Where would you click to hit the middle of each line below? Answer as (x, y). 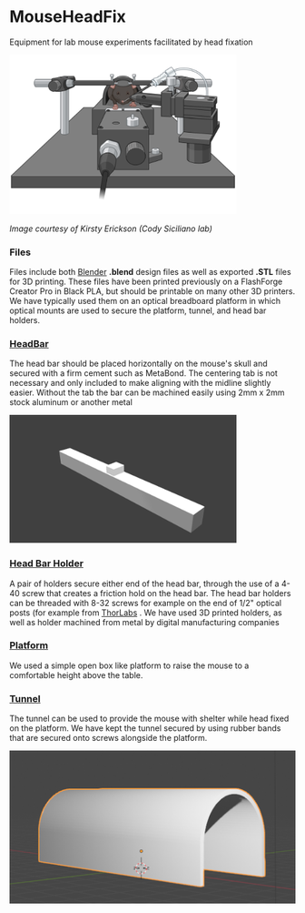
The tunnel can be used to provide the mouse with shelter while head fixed (149, 719)
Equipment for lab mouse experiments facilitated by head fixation (131, 42)
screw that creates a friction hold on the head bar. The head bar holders (156, 593)
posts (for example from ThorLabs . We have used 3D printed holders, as (146, 613)
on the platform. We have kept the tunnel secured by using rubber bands (145, 728)
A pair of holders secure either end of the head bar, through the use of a (144, 583)
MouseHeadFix (68, 17)
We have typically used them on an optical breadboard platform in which (145, 300)
